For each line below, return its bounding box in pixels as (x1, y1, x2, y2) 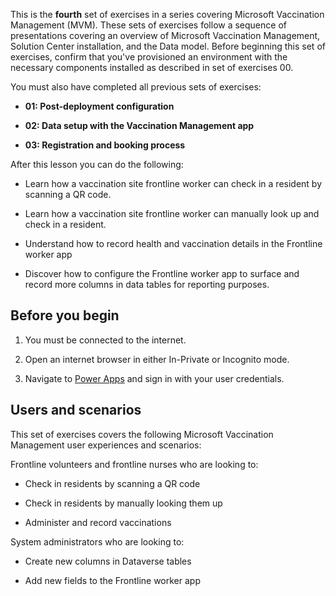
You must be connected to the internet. (24, 334, 187, 346)
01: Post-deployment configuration (24, 100, 175, 112)
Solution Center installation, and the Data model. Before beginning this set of (10, 40, 326, 52)
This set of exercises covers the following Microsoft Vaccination (10, 428, 274, 440)
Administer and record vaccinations (24, 516, 172, 528)
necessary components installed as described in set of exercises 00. (10, 62, 294, 73)
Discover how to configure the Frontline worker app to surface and (24, 268, 300, 279)
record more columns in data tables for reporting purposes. (24, 279, 270, 290)
